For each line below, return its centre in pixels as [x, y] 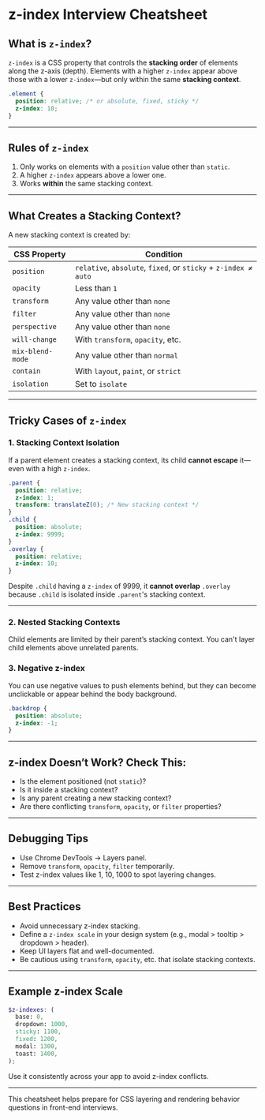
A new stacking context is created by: [69, 235]
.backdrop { [28, 708]
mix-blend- [32, 352]
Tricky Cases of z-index [67, 420]
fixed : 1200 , [37, 1039]
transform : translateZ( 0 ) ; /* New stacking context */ [107, 505]
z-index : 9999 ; [40, 534]
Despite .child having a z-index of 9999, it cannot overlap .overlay [119, 586]
